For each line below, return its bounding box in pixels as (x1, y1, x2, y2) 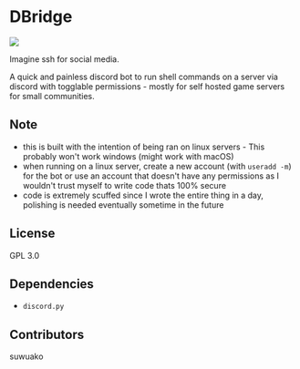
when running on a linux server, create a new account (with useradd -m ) (22, 160, 292, 171)
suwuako (9, 351, 44, 362)
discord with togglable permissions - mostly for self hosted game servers (9, 80, 285, 92)
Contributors (9, 326, 85, 343)
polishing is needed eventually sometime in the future (22, 199, 224, 210)
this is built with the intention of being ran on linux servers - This (22, 141, 265, 152)
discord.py (22, 302, 65, 312)
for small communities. (9, 90, 96, 101)
